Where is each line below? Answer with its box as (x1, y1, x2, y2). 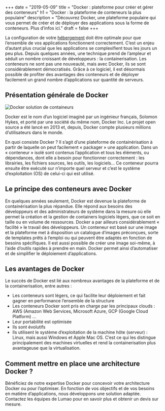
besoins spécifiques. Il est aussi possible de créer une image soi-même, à (5, 240, 155, 246)
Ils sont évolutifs (12, 324, 46, 330)
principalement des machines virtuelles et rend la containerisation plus (12, 340, 156, 346)
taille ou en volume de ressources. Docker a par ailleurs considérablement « (5, 219, 160, 225)
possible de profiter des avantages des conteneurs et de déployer (5, 72, 139, 77)
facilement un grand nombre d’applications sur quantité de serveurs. (5, 77, 144, 82)
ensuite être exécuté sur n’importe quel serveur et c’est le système (5, 165, 140, 171)
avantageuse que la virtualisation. (12, 345, 81, 351)
